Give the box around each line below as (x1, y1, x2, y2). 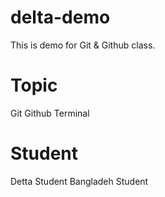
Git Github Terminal (10, 107, 90, 119)
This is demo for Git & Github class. (10, 39, 156, 51)
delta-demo (10, 6, 111, 29)
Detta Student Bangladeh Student (10, 175, 149, 187)
